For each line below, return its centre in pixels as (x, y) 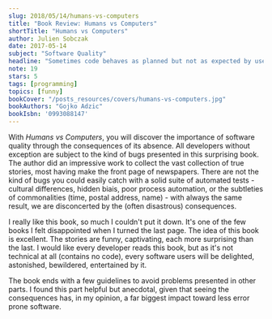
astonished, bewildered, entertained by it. (78, 265)
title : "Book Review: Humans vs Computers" (83, 24)
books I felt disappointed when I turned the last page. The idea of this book (134, 231)
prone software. (35, 306)
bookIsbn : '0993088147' (49, 114)
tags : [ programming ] (43, 84)
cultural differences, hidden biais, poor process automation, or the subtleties (136, 189)
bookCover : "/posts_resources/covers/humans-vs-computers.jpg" (117, 99)
